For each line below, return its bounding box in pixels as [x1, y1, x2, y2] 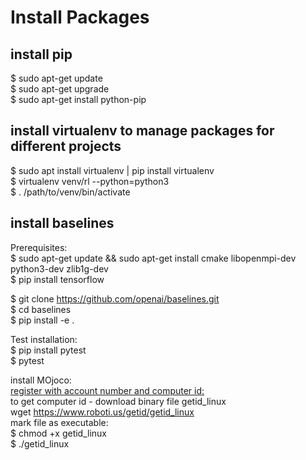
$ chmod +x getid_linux [10, 427, 108, 439]
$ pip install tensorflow [10, 273, 105, 285]
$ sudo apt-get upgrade [10, 83, 110, 95]
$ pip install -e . [10, 314, 75, 326]
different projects [10, 138, 122, 155]
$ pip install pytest [10, 344, 87, 356]
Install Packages [10, 6, 150, 29]
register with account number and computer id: [10, 384, 205, 396]
